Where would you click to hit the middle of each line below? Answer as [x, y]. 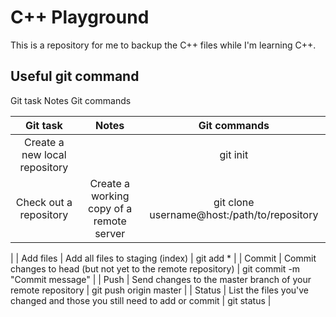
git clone [234, 202]
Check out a [44, 202]
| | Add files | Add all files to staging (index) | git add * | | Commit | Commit [163, 258]
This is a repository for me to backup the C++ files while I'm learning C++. [163, 45]
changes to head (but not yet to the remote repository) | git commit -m [155, 268]
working [110, 196]
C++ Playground [80, 17]
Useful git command [75, 76]
